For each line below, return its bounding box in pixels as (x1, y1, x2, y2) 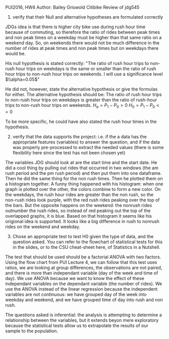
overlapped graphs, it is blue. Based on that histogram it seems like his (5, 213, 152, 219)
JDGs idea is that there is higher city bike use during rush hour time (5, 24, 146, 30)
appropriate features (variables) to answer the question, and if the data (12, 139, 160, 145)
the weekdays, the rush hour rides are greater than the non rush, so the (5, 191, 154, 197)
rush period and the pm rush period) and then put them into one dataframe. (5, 170, 162, 176)
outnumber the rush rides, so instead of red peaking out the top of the (5, 208, 151, 214)
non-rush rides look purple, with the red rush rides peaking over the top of (5, 196, 160, 203)
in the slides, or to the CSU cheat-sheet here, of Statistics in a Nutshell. (12, 244, 160, 250)
